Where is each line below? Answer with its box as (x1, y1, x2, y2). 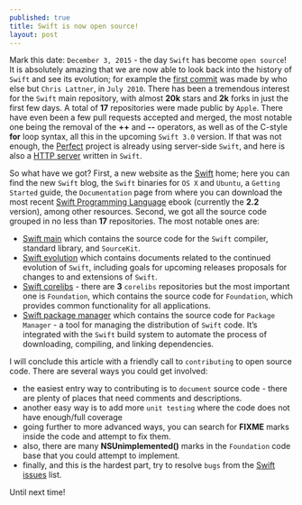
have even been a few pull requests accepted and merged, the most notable (9, 112, 293, 123)
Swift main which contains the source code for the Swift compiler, (22, 234, 269, 244)
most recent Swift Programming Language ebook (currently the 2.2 (9, 197, 260, 207)
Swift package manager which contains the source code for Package (22, 310, 276, 321)
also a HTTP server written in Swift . (9, 151, 142, 161)
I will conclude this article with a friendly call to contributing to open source (9, 356, 293, 367)
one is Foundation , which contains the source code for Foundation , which (22, 290, 293, 302)
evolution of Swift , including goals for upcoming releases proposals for (22, 262, 288, 273)
